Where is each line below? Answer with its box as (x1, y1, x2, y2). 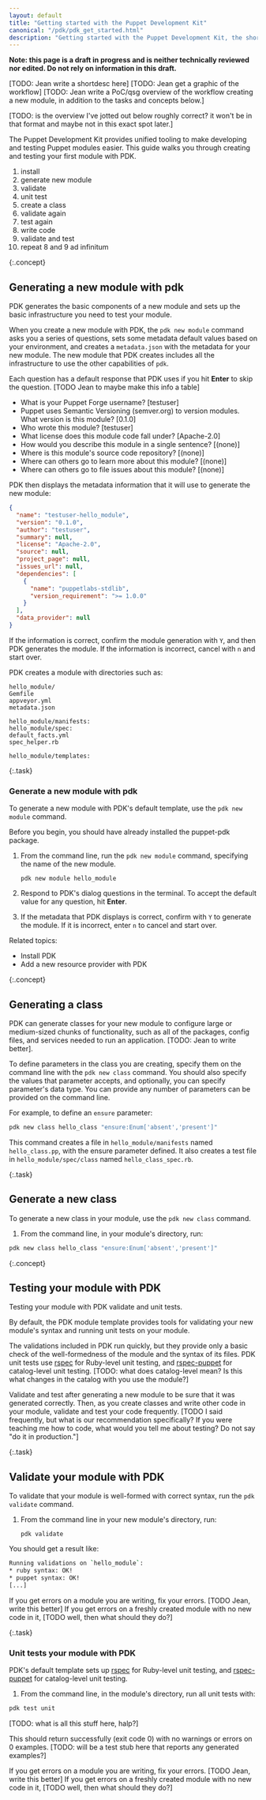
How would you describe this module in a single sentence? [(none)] (20, 440, 240, 449)
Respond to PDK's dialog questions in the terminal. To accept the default (20, 889, 257, 898)
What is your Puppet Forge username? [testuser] (20, 398, 180, 408)
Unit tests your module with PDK (9, 1648, 137, 1659)
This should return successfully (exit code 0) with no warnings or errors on (9, 1734, 253, 1743)
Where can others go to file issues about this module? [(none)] (20, 465, 224, 475)
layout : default (9, 11, 62, 20)
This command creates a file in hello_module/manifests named (9, 1137, 213, 1147)
